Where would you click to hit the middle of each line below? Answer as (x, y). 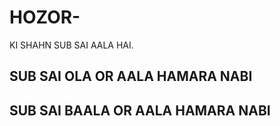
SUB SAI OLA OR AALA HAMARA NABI (131, 76)
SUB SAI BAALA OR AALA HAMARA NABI (140, 110)
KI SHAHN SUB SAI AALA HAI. (71, 45)
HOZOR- (45, 17)
